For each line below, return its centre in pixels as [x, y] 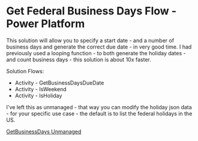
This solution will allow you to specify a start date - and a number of [90, 40]
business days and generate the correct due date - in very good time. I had [99, 47]
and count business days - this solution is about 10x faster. [79, 59]
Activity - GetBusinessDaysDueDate [59, 83]
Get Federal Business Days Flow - [91, 11]
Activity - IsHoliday [38, 95]
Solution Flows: [25, 71]
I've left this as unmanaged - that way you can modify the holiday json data [99, 107]
